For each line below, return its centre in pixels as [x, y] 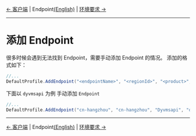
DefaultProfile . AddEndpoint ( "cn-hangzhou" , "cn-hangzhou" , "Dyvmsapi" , [95, 110]
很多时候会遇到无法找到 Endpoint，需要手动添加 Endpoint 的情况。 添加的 [94, 57]
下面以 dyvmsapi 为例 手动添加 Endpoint [53, 93]
